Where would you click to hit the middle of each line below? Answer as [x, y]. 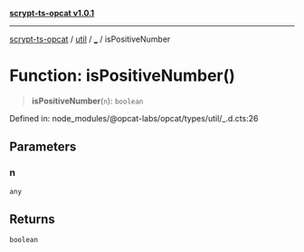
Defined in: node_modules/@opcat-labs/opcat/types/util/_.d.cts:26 [134, 118]
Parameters [43, 147]
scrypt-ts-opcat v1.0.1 [52, 13]
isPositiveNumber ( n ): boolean [87, 101]
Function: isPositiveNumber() [122, 76]
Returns [33, 220]
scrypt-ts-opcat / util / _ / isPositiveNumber [90, 39]
